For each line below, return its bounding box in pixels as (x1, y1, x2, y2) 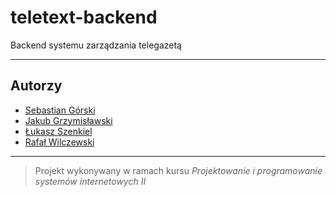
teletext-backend (10, 6, 158, 29)
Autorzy (10, 77, 63, 95)
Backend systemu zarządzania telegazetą (10, 39, 182, 51)
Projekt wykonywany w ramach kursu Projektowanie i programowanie (34, 164, 323, 176)
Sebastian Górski (24, 104, 96, 116)
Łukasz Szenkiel (24, 125, 93, 137)
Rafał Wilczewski (24, 136, 95, 148)
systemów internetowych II (34, 175, 147, 187)
